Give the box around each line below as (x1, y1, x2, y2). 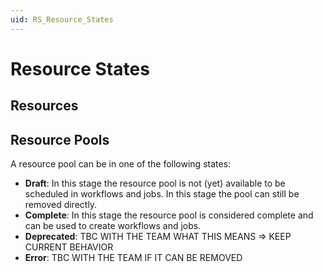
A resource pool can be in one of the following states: (10, 158, 232, 170)
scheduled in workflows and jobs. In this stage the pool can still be (24, 188, 300, 200)
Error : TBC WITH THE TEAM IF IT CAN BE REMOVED (24, 252, 243, 264)
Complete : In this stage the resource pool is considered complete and (24, 209, 314, 221)
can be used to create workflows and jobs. (24, 220, 202, 232)
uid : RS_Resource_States (10, 14, 114, 25)
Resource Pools (10, 131, 110, 148)
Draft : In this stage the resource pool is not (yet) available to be (24, 177, 286, 190)
